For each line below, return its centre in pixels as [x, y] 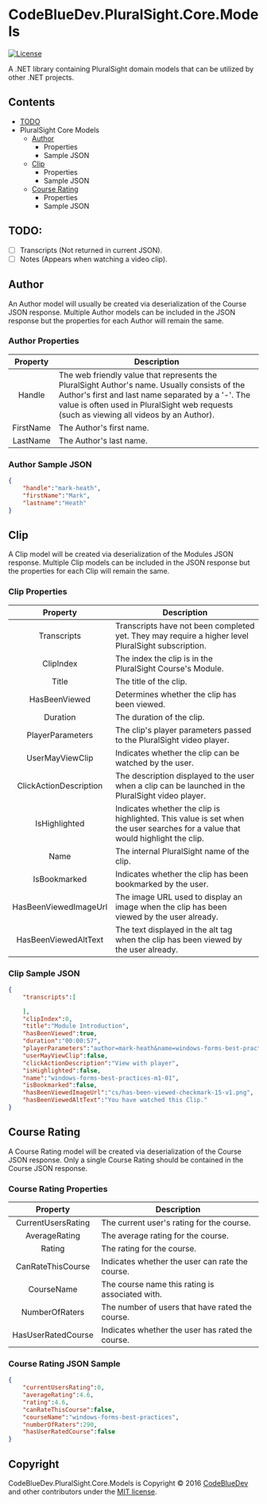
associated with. [132, 1294]
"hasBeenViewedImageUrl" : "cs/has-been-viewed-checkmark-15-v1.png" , [138, 1093]
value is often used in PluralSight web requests [146, 404]
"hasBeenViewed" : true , [60, 1034]
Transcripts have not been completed [185, 625]
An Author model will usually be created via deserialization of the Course [128, 304]
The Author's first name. [104, 427]
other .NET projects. [41, 77]
